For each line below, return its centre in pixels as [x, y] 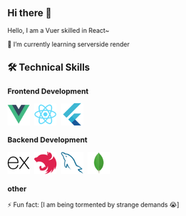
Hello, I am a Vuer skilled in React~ [58, 30]
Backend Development [47, 140]
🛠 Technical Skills [49, 67]
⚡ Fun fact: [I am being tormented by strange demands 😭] [93, 205]
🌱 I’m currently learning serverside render [69, 44]
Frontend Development [48, 91]
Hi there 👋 [30, 13]
